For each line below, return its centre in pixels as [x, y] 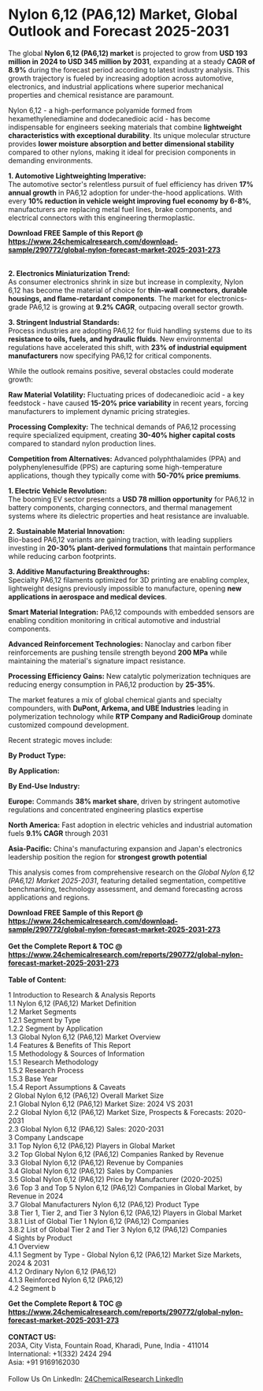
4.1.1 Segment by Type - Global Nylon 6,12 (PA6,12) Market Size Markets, [125, 1255]
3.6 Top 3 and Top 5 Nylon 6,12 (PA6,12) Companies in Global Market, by [125, 1188]
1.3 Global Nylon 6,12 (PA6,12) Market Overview [85, 1037]
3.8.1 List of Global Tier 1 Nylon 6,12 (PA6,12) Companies [98, 1221]
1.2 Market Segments [43, 1012]
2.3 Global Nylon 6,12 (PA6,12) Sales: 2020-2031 [86, 1128]
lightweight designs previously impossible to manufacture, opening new [125, 588]
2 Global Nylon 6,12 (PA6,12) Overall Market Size [86, 1095]
